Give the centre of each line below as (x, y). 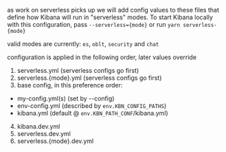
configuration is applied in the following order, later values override (102, 57)
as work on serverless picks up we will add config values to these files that (113, 10)
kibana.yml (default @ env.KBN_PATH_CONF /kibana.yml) (92, 113)
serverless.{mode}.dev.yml (55, 141)
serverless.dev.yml (44, 134)
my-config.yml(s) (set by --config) (66, 98)
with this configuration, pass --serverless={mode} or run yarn (94, 24)
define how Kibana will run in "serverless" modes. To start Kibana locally (110, 17)
